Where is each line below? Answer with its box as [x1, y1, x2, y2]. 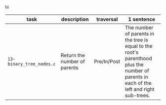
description [61, 16, 89, 23]
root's [125, 49, 139, 56]
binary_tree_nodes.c [7, 61, 56, 67]
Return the [61, 52, 85, 59]
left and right [125, 86, 155, 93]
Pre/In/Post [94, 58, 121, 65]
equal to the [125, 43, 153, 49]
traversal [96, 16, 118, 23]
